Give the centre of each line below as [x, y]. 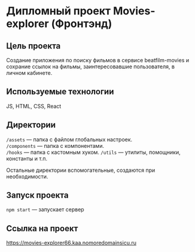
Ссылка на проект [42, 228]
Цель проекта [33, 46]
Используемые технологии [60, 92]
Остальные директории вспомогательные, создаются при [81, 170]
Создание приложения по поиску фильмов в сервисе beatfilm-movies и [98, 60]
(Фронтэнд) [82, 24]
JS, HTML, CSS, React [34, 106]
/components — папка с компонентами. [55, 145]
